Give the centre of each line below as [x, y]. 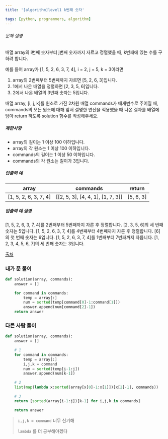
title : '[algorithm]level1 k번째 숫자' [45, 10]
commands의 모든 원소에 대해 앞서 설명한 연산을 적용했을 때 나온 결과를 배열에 [82, 109]
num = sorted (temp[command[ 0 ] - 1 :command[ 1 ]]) [72, 303]
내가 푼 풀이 [18, 268]
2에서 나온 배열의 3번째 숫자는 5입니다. [51, 92]
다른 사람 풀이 [21, 325]
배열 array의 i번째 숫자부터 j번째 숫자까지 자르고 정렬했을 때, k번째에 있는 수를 [81, 52]
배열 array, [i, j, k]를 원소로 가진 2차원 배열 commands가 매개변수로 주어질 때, [82, 103]
